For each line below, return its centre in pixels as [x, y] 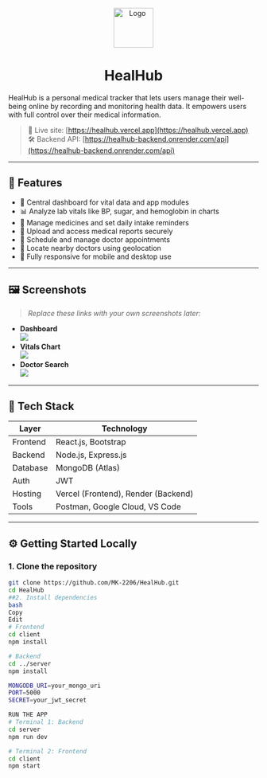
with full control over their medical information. [85, 115]
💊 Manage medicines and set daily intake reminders [104, 222]
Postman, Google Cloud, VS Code [118, 506]
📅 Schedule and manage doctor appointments [95, 239]
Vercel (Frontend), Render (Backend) [124, 494]
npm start [25, 766]
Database [30, 468]
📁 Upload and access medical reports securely [96, 231]
